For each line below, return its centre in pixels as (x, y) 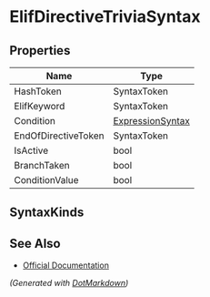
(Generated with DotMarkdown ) (69, 283)
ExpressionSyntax (152, 121)
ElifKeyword (40, 106)
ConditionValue (46, 180)
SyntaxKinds (47, 213)
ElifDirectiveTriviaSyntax (105, 17)
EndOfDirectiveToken (59, 136)
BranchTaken (42, 165)
